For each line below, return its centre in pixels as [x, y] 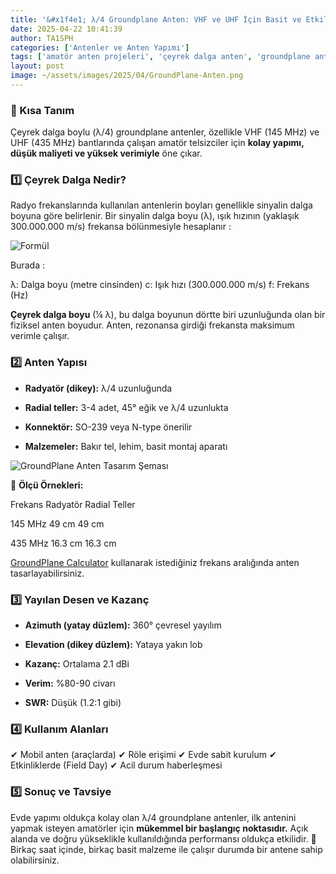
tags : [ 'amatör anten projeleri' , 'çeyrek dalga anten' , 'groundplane [160, 57]
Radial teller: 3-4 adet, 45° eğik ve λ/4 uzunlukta [126, 407]
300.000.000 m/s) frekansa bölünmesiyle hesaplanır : [121, 227]
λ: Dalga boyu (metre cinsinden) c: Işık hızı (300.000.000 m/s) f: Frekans [160, 285]
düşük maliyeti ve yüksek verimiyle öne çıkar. [106, 153]
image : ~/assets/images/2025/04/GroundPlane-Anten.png [127, 76]
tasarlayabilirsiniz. [47, 573]
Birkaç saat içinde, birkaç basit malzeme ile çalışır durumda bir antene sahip [166, 849]
